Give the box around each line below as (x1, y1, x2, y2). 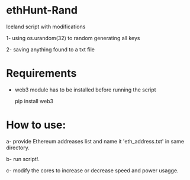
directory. (6, 144, 30, 151)
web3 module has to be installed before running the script (14, 86, 156, 93)
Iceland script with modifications (6, 23, 86, 30)
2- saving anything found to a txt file (6, 45, 95, 53)
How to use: (6, 119, 66, 132)
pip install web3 (14, 97, 54, 104)
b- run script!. (6, 155, 40, 162)
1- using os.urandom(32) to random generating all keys (6, 34, 140, 41)
